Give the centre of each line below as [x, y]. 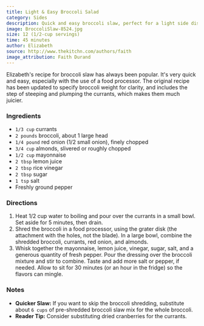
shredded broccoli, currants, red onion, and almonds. [82, 242]
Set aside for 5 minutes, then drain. [59, 223]
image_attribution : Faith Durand [49, 57]
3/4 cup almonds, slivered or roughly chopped [73, 148]
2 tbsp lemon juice [39, 161]
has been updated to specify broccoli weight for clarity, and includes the [97, 87]
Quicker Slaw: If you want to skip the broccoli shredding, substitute [100, 303]
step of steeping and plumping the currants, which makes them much [93, 93]
